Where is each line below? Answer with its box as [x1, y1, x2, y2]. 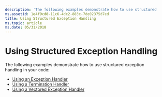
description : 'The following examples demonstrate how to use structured [5, 7, 157, 12]
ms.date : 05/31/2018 [5, 25, 47, 30]
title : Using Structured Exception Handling [5, 16, 96, 21]
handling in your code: [5, 67, 50, 73]
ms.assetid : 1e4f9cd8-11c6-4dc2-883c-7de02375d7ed [5, 12, 109, 16]
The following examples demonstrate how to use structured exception [5, 62, 145, 68]
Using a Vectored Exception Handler [12, 86, 85, 92]
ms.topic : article [5, 20, 42, 26]
